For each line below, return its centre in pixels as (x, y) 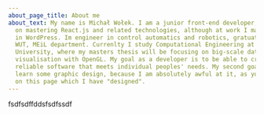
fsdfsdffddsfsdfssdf (40, 104)
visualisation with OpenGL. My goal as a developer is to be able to (131, 60)
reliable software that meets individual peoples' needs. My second (130, 67)
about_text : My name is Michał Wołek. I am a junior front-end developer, (133, 23)
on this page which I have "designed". (81, 81)
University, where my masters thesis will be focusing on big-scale (130, 52)
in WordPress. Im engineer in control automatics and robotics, (123, 37)
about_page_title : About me (54, 15)
